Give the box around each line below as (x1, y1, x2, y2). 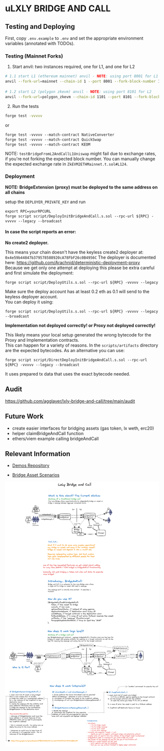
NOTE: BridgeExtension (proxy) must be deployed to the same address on (5, 184, 158, 190)
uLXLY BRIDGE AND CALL (5, 3, 111, 14)
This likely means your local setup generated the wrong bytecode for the (5, 332, 151, 338)
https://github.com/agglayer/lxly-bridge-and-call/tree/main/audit (5, 398, 135, 404)
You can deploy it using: (5, 299, 54, 305)
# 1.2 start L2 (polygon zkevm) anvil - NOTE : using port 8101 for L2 (5, 89, 152, 94)
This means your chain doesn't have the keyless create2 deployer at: (5, 250, 144, 255)
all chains (5, 189, 25, 195)
